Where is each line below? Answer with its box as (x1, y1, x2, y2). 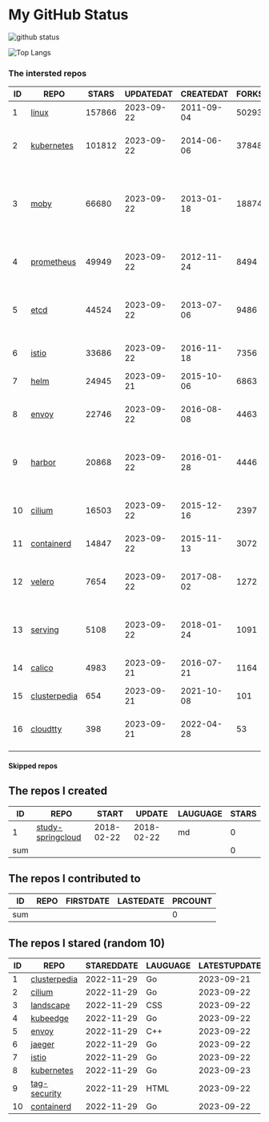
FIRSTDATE (65, 896, 110, 907)
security (30, 1088, 62, 1100)
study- (35, 821, 63, 832)
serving (30, 624, 59, 635)
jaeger (30, 1039, 55, 1050)
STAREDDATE (85, 960, 139, 971)
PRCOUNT (171, 896, 213, 907)
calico (30, 662, 54, 674)
